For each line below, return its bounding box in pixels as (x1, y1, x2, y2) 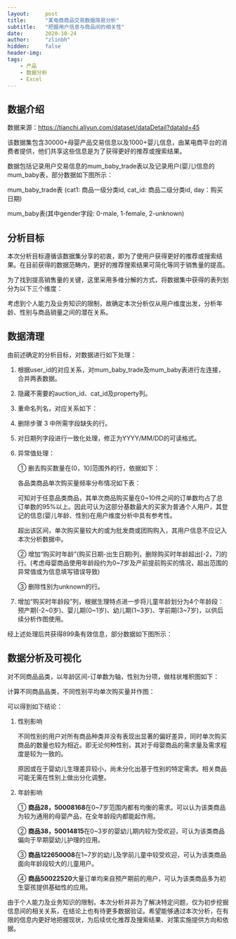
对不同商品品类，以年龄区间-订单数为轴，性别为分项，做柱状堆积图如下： (7, 672, 220, 681)
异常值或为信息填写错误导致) (17, 567, 100, 576)
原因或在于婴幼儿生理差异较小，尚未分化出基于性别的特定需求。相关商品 (17, 764, 227, 773)
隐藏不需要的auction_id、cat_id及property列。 (17, 389, 152, 398)
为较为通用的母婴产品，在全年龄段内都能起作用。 (17, 812, 159, 820)
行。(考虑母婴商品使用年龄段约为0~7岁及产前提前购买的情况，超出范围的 (17, 558, 228, 567)
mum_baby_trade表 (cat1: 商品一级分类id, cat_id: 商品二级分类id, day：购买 (7, 185, 223, 194)
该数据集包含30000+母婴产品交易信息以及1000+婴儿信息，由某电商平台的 (7, 138, 221, 147)
